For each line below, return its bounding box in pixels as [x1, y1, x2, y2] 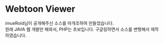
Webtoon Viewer [5, 3, 76, 15]
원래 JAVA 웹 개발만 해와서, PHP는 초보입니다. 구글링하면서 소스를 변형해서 [5, 26, 150, 32]
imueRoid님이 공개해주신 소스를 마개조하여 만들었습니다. [5, 20, 114, 26]
